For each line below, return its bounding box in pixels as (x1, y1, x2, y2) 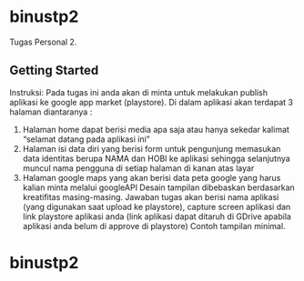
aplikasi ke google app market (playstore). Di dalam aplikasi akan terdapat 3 (9, 96, 294, 107)
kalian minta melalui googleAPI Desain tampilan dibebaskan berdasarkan (22, 182, 296, 193)
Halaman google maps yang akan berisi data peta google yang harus (22, 172, 281, 183)
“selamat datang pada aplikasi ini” (22, 134, 150, 145)
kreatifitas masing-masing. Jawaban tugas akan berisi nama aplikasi (22, 191, 279, 202)
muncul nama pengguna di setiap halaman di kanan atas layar (22, 162, 255, 174)
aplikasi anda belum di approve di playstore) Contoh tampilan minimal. (22, 220, 286, 231)
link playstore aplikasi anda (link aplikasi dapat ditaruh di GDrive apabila (22, 211, 291, 222)
